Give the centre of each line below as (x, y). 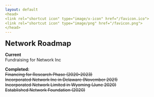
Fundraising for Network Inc (33, 60)
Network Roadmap (38, 43)
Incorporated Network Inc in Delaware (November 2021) (61, 80)
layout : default (21, 10)
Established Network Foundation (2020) (45, 90)
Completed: (17, 69)
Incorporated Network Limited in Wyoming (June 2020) (61, 85)
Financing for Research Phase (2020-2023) (49, 75)
